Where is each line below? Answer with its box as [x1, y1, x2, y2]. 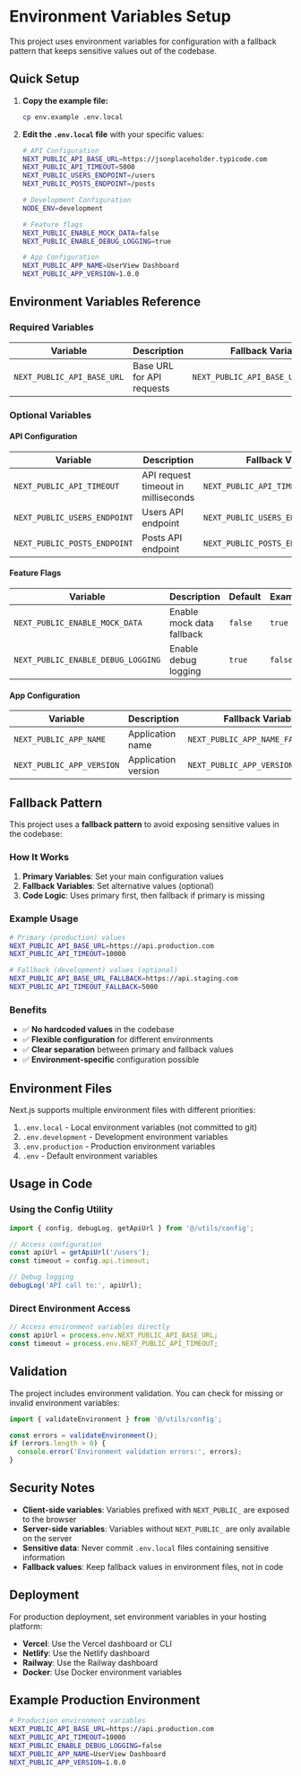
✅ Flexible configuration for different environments [21, 1034, 213, 1045]
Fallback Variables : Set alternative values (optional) [21, 881, 215, 892]
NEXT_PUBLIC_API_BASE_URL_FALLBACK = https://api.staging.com [9, 974, 239, 983]
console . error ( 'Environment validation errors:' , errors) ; [17, 1447, 243, 1457]
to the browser [21, 1513, 77, 1524]
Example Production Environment [9, 1693, 201, 1708]
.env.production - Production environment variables [21, 1141, 216, 1151]
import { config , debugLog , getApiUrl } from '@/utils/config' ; [9, 1223, 254, 1233]
